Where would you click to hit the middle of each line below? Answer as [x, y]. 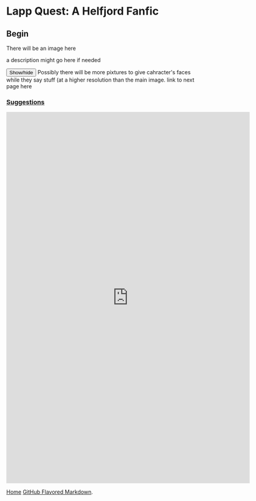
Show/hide [21, 72]
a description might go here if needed [54, 60]
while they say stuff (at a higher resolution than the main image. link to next [100, 80]
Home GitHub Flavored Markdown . [50, 492]
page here [19, 86]
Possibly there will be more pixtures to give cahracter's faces [114, 72]
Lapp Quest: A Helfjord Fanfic [83, 11]
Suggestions [26, 102]
